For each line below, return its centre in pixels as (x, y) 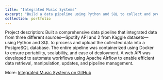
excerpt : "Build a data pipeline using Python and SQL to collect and (78, 14)
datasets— (138, 37)
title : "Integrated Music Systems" (41, 9)
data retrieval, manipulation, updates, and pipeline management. (69, 63)
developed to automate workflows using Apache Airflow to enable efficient (80, 58)
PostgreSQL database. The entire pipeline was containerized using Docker (80, 48)
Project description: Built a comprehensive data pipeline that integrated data (81, 32)
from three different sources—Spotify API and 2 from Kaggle (65, 37)
